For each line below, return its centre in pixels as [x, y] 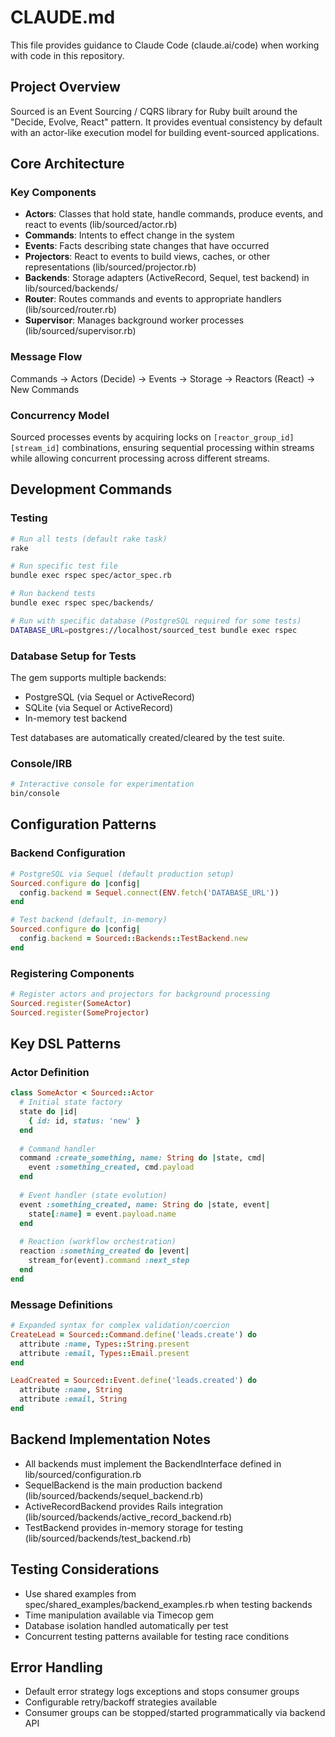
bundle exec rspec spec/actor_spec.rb [91, 576]
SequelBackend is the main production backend [123, 1485]
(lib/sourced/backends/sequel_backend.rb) [114, 1495]
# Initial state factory [71, 1102]
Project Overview [65, 87]
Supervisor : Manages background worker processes [134, 320]
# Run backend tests [53, 594]
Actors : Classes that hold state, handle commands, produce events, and [174, 214]
